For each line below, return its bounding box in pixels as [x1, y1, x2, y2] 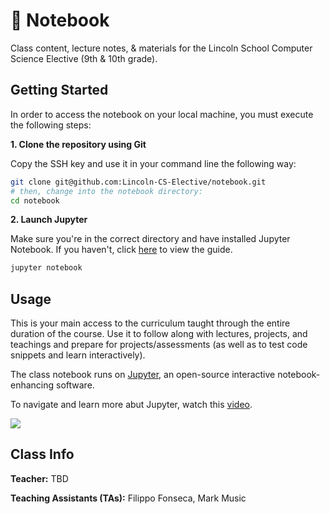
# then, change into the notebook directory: [10, 186, 203, 196]
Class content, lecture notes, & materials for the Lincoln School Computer [10, 42, 313, 54]
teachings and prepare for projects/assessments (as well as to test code [10, 339, 308, 351]
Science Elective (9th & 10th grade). [10, 52, 158, 64]
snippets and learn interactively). [10, 349, 146, 361]
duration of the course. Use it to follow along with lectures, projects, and [10, 328, 308, 340]
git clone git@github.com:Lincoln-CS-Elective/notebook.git [10, 177, 267, 187]
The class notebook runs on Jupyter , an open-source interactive [10, 369, 276, 381]
